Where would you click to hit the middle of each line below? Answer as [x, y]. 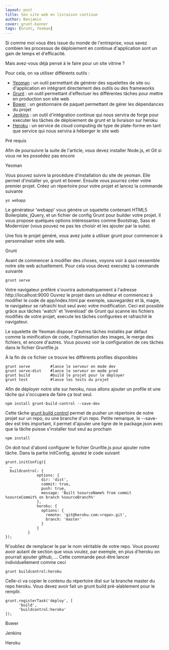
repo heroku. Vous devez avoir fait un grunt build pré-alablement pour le [80, 586]
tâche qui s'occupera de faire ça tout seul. [49, 394]
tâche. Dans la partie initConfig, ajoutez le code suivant [62, 453]
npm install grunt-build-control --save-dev [53, 404]
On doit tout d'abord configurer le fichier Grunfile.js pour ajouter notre [77, 448]
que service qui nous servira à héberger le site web [66, 131]
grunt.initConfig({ [26, 462]
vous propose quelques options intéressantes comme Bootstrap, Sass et [80, 221]
